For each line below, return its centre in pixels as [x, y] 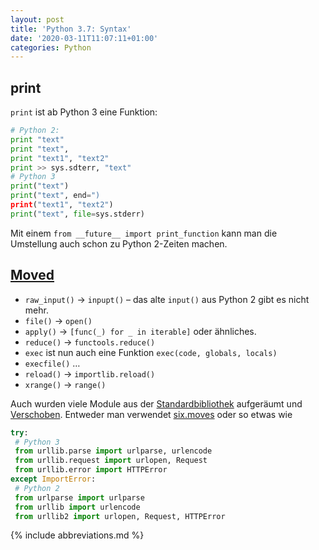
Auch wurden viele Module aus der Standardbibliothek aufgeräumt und [156, 403]
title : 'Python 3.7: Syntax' [71, 29]
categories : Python [51, 47]
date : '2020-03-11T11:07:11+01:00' [84, 38]
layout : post [37, 19]
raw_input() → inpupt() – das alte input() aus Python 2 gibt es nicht [167, 299]
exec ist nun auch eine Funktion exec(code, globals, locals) [151, 352]
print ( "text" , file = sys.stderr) [77, 214]
